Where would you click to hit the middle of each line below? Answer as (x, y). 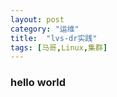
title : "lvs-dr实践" (54, 38)
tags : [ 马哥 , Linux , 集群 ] (59, 47)
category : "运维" (45, 29)
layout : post (37, 19)
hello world (38, 83)
